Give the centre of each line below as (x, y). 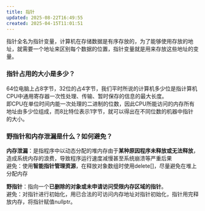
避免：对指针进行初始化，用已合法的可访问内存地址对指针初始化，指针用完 (100, 194)
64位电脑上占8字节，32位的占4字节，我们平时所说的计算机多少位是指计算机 (102, 88)
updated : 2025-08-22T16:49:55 (45, 18)
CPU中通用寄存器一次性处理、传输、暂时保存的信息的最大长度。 (87, 96)
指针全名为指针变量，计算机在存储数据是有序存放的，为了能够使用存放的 (97, 41)
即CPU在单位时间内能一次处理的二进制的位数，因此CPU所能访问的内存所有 (101, 104)
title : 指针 (20, 12)
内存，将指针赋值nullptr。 (44, 201)
